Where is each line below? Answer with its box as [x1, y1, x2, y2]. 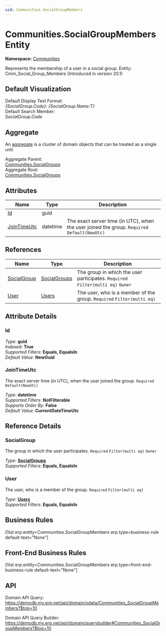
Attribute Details [5, 312, 57, 320]
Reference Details [5, 422, 61, 431]
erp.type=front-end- [110, 562, 152, 568]
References [5, 246, 41, 254]
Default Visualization [5, 85, 71, 93]
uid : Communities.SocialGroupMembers [5, 7, 83, 12]
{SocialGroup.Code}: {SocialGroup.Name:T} [5, 103, 95, 109]
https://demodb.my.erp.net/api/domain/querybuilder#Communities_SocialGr [5, 620, 161, 626]
